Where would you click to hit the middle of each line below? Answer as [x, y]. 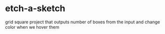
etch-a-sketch [35, 8]
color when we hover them [32, 27]
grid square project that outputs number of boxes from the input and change [82, 22]
